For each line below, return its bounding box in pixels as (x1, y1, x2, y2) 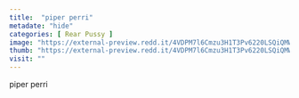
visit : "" (9, 54, 46, 63)
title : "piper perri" (9, 12, 93, 22)
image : (9, 37, 34, 47)
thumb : (9, 46, 34, 55)
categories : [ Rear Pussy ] (9, 29, 114, 38)
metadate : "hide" (9, 21, 74, 30)
